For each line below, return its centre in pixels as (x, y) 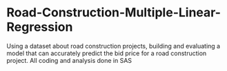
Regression (40, 27)
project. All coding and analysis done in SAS (69, 60)
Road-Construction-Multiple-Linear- (114, 13)
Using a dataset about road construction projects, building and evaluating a (113, 46)
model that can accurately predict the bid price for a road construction (107, 53)
